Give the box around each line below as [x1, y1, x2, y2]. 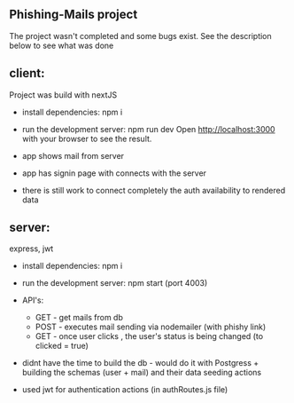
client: [9, 66, 46, 81]
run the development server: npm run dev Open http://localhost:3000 [21, 123, 276, 134]
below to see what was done [9, 40, 114, 51]
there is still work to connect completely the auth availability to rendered [21, 185, 286, 195]
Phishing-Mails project [9, 7, 138, 22]
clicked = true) [35, 341, 89, 352]
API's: [21, 295, 44, 305]
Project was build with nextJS [9, 89, 118, 100]
